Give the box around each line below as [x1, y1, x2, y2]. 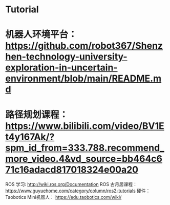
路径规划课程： [5, 109, 69, 120]
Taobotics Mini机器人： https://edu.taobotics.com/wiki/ [5, 194, 122, 200]
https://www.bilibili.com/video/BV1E [5, 120, 165, 132]
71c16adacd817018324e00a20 [5, 163, 139, 175]
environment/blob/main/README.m [5, 73, 162, 84]
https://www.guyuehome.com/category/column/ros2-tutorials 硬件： [5, 188, 151, 194]
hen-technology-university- [5, 51, 128, 63]
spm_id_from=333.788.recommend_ [5, 142, 165, 154]
